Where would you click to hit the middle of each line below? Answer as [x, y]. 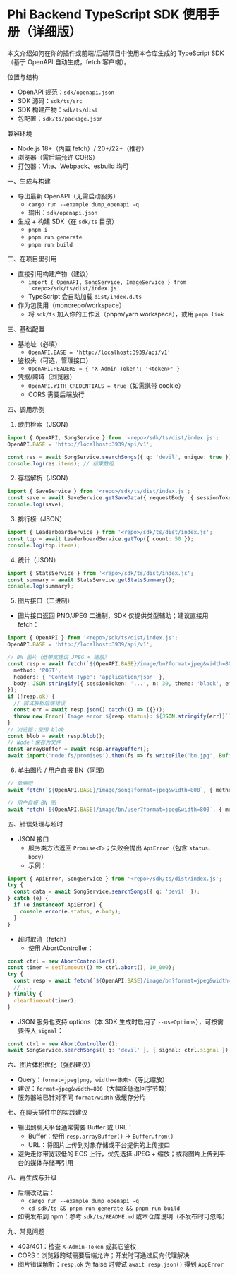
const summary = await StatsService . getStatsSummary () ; [91, 580]
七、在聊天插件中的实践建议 [48, 1113]
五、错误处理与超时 [35, 824]
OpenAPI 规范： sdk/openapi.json [66, 92]
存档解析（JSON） [45, 478]
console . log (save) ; [36, 505]
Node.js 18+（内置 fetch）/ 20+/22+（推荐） [83, 148]
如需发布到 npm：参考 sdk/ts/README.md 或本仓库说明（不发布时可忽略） [123, 1216]
